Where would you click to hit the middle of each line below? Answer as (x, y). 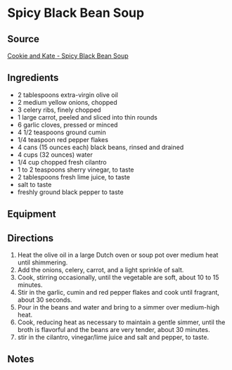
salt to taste (34, 184)
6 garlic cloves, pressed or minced (67, 125)
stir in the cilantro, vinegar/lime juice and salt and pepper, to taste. (113, 337)
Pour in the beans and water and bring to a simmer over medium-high (118, 307)
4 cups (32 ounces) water (55, 154)
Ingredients (33, 78)
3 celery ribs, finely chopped (59, 110)
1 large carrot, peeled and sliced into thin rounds (88, 117)
